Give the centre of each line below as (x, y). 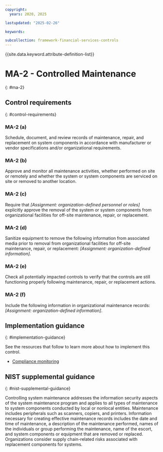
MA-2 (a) (16, 127)
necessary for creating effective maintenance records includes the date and (81, 418)
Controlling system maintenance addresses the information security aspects (81, 398)
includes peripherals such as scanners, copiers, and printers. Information (78, 414)
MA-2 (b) (16, 161)
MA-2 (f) (15, 295)
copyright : (16, 9)
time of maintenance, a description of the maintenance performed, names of (82, 424)
